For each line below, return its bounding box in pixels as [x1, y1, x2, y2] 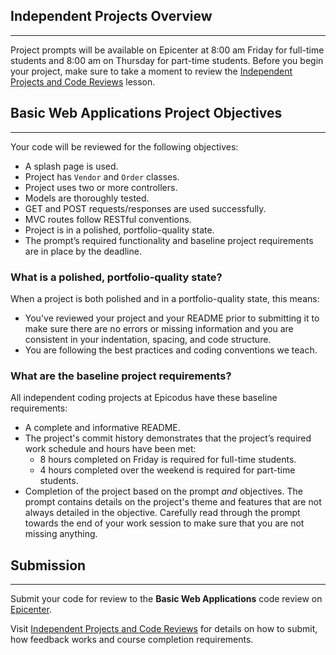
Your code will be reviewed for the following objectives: [10, 140, 239, 153]
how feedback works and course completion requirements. [10, 634, 254, 646]
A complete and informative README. [24, 422, 181, 434]
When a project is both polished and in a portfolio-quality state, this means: [10, 292, 320, 304]
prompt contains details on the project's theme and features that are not [24, 496, 322, 508]
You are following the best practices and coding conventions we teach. [24, 344, 318, 356]
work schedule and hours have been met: [24, 443, 197, 455]
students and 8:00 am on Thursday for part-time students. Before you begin [10, 54, 324, 66]
